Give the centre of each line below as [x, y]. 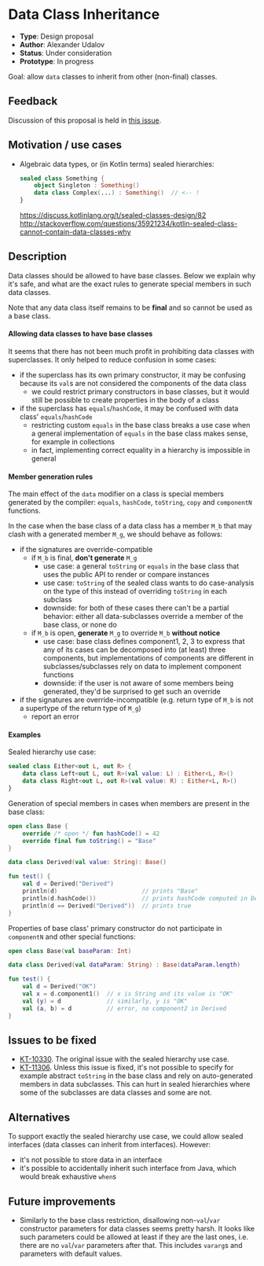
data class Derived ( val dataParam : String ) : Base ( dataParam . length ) [125, 965]
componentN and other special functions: [72, 937]
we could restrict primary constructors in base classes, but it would [140, 392]
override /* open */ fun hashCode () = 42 [91, 834]
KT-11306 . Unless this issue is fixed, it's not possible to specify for [126, 1068]
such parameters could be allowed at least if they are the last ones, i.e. [134, 1237]
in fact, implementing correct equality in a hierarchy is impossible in [141, 451]
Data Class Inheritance [84, 15]
